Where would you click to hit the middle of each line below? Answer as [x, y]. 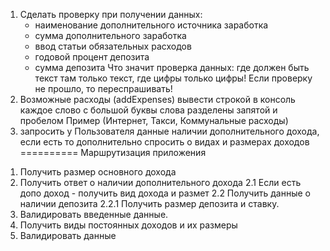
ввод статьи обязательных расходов [113, 46]
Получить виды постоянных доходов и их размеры [128, 225]
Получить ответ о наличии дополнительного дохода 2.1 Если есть [160, 182]
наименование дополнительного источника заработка [151, 25]
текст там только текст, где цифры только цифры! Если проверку [173, 78]
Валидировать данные [68, 235]
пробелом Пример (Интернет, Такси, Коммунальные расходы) [154, 120]
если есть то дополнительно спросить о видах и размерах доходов [164, 142]
